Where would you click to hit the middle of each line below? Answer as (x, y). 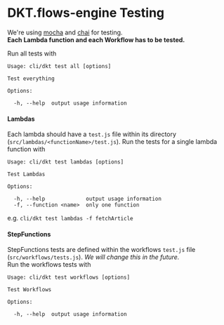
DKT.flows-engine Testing (86, 13)
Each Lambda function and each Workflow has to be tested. (96, 39)
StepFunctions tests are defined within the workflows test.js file (101, 250)
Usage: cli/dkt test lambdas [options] (66, 162)
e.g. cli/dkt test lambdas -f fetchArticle (70, 218)
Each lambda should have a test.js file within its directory (92, 134)
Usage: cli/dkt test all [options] (59, 66)
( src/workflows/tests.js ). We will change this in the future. (93, 257)
